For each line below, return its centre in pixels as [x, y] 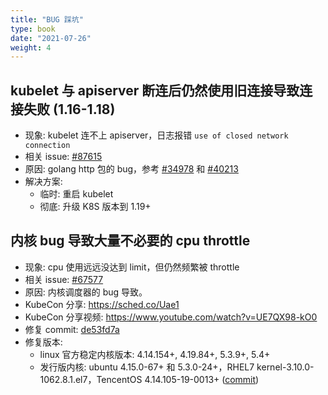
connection [47, 146]
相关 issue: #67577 [64, 279]
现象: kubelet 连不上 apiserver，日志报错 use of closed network [156, 135]
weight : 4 [31, 47]
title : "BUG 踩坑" [47, 19]
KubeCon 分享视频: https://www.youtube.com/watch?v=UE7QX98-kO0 [171, 317]
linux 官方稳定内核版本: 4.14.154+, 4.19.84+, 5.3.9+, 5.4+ [155, 354]
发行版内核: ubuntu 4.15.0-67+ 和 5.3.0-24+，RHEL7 [147, 367]
